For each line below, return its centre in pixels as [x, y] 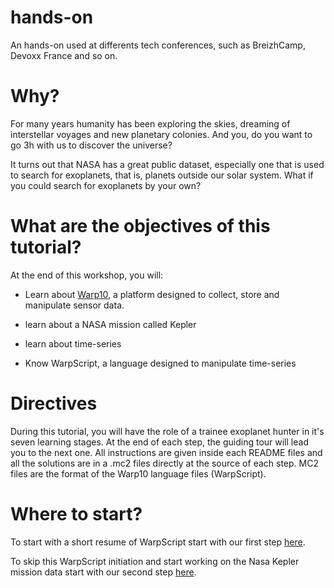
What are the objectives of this [140, 226]
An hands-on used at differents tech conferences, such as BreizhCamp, [158, 45]
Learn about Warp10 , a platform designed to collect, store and [152, 294]
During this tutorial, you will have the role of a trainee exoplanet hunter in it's [167, 431]
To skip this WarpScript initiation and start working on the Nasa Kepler [155, 561]
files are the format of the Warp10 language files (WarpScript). [138, 473]
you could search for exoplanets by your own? [106, 185]
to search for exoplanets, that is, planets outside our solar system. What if [162, 175]
